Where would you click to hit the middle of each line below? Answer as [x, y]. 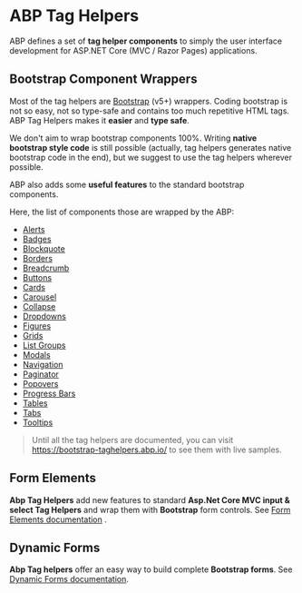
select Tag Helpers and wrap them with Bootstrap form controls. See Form [150, 509]
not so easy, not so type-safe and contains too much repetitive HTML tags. [150, 111]
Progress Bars [49, 393]
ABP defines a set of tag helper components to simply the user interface [146, 41]
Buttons [37, 277]
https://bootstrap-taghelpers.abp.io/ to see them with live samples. [157, 450]
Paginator [40, 374]
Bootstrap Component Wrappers [103, 79]
